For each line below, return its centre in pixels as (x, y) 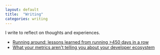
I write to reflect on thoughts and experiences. (53, 33)
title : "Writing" (24, 14)
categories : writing (27, 19)
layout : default (22, 10)
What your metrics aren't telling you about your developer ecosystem (83, 48)
